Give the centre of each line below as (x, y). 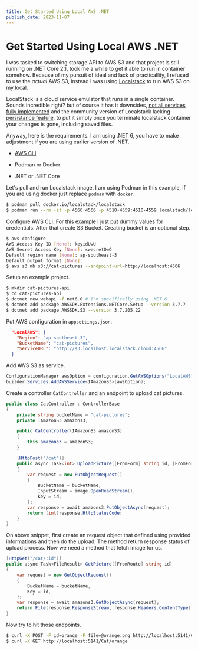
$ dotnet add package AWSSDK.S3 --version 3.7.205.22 (74, 310)
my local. (17, 88)
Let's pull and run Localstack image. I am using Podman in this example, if (96, 188)
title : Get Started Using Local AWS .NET (58, 12)
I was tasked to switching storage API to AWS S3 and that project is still (93, 63)
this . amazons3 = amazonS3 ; (60, 442)
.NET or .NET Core (37, 176)
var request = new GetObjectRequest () (64, 575)
